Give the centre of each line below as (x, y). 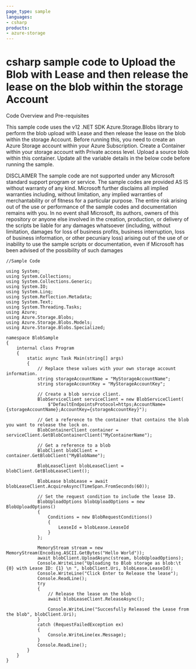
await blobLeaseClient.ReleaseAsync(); (96, 599)
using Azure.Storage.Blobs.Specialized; (56, 328)
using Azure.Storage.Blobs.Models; (49, 323)
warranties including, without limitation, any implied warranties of (84, 194)
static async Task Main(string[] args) (76, 358)
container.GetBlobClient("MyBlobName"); (56, 456)
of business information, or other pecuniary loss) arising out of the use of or (97, 238)
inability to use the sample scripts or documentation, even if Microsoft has (95, 244)
